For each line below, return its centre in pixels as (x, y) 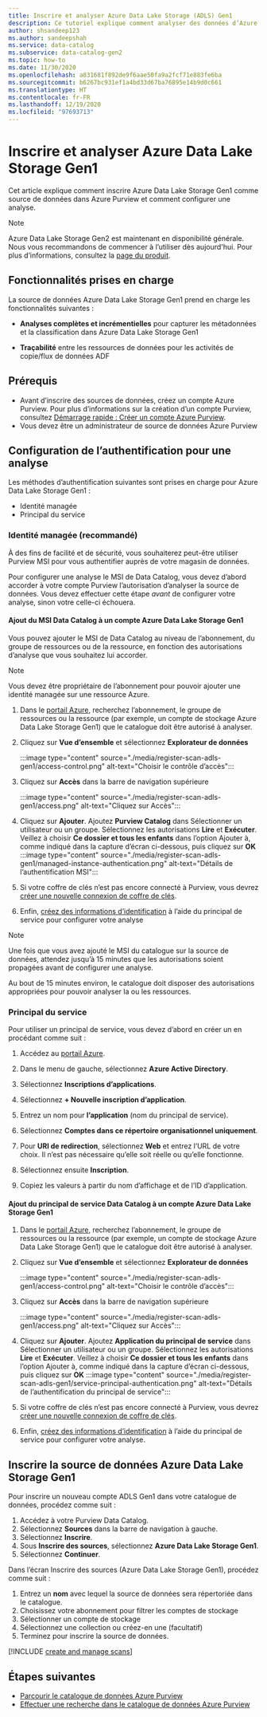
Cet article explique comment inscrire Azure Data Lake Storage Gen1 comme (133, 190)
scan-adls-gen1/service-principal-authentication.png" (108, 1384)
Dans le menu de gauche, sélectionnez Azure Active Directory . (124, 1069)
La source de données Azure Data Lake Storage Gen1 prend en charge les (129, 299)
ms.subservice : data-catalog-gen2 (66, 53)
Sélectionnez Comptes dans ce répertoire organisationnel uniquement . (139, 1131)
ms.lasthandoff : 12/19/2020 (55, 104)
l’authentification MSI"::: (59, 872)
